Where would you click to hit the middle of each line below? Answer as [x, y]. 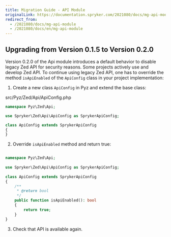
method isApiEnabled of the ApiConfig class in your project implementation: [84, 78]
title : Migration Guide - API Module [45, 10]
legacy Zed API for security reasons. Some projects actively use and [77, 67]
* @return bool [33, 191]
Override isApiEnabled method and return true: [62, 144]
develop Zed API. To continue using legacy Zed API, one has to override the [84, 72]
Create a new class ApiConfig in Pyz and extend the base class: [79, 87]
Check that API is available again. [48, 229]
